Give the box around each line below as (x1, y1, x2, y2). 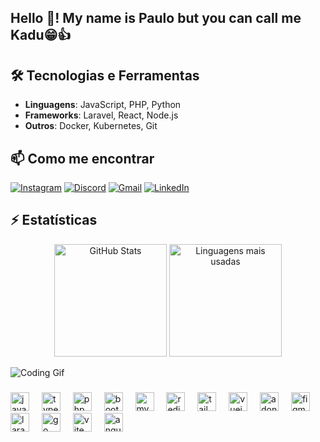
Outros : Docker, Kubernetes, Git (24, 120, 158, 132)
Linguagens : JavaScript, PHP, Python (24, 99, 182, 111)
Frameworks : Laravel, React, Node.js (24, 109, 179, 121)
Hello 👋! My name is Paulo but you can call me (10, 10, 302, 27)
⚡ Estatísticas (10, 212, 98, 229)
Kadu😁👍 (10, 27, 72, 44)
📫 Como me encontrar (10, 150, 155, 167)
